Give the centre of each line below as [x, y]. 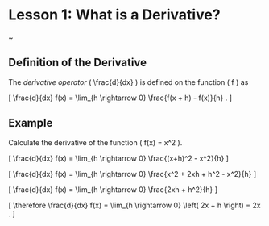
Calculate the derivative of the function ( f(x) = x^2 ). [95, 142]
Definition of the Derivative [78, 63]
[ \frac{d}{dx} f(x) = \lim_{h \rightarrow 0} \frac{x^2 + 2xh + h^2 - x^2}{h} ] [132, 174]
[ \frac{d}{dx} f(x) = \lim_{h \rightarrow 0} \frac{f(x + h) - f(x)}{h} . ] [120, 98]
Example [31, 123]
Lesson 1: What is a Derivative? [114, 15]
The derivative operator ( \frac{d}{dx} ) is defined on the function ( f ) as [128, 82]
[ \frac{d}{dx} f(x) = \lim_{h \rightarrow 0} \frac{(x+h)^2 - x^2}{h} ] [119, 158]
